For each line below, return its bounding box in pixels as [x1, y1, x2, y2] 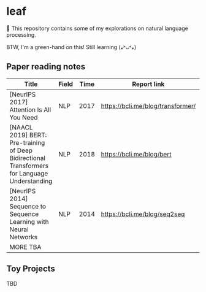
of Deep [9, 146, 32, 155]
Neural [9, 225, 29, 234]
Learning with [9, 217, 49, 226]
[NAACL [9, 123, 33, 131]
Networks [9, 232, 38, 241]
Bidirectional [9, 153, 46, 162]
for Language [9, 169, 48, 177]
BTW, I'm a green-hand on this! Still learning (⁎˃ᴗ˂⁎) [6, 43, 137, 50]
